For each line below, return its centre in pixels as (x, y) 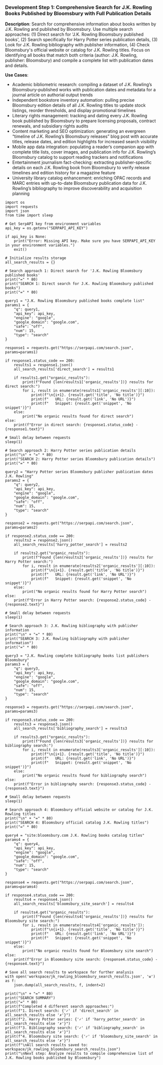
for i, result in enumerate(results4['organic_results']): (84, 925)
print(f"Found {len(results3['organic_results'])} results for (88, 741)
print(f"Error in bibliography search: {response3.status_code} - (82, 784)
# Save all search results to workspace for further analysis (69, 972)
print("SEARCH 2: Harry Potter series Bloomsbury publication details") (80, 459)
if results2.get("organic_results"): (52, 553)
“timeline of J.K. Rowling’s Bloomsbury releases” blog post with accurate (85, 136)
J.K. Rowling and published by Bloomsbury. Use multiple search (69, 29)
